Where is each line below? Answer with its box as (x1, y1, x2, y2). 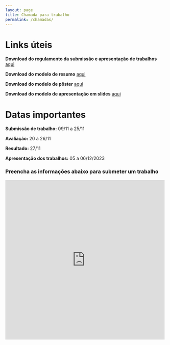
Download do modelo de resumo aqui (5, 71, 86, 77)
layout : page (5, 7, 33, 13)
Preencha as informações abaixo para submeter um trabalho (5, 168, 159, 175)
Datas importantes (5, 109, 86, 120)
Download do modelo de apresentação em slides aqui (5, 91, 121, 97)
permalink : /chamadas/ (5, 17, 54, 22)
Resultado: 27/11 (5, 145, 41, 152)
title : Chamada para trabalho (5, 12, 70, 17)
